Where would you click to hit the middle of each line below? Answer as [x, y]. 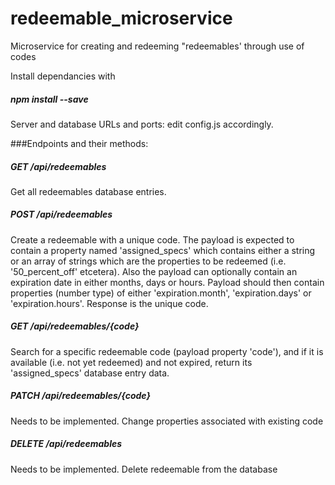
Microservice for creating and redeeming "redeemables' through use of [157, 46]
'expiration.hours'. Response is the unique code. [109, 303]
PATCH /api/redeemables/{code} [80, 396]
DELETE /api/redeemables [66, 444]
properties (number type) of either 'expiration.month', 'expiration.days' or [161, 293]
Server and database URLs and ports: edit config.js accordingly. [142, 124]
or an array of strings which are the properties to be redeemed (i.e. [148, 261]
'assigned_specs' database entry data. [90, 373]
